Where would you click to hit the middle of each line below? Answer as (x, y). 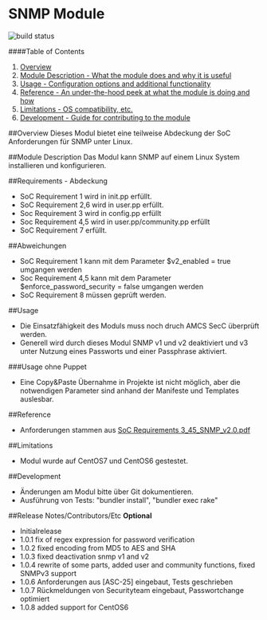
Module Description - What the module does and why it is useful (126, 75)
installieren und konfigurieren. (57, 165)
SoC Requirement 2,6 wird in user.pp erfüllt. (92, 205)
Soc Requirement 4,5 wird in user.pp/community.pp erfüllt (115, 222)
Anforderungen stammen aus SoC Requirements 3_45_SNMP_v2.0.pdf (135, 430)
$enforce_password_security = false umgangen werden (112, 286)
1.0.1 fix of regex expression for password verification (107, 540)
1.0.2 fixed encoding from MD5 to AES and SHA (98, 547)
